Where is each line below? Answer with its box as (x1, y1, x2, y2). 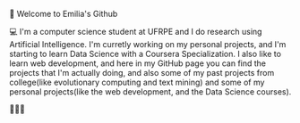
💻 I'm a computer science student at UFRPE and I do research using (9, 27, 262, 37)
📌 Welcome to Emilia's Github (9, 9, 118, 19)
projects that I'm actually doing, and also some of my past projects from (9, 68, 275, 78)
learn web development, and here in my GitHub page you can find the (9, 58, 267, 69)
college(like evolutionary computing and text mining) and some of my (9, 77, 265, 87)
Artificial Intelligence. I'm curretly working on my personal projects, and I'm (9, 39, 287, 49)
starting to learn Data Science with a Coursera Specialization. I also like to (9, 49, 282, 59)
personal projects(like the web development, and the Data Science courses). (9, 86, 292, 97)
